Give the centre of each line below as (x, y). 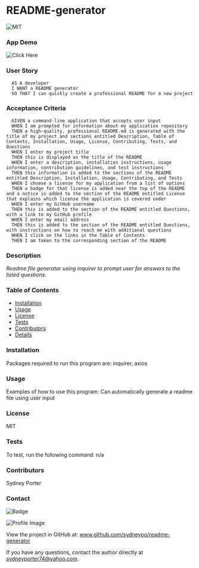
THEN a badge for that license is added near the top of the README (98, 188)
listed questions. (26, 275)
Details (23, 335)
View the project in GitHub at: (42, 535)
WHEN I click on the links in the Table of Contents (78, 235)
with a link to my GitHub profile (49, 214)
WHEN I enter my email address (50, 220)
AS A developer (30, 83)
